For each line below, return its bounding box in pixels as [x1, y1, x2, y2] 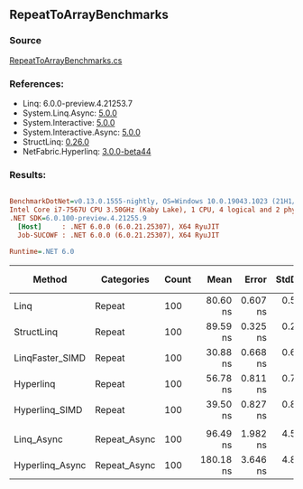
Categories [100, 273, 151, 286]
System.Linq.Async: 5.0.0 [22, 108, 117, 118]
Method [32, 273, 68, 286]
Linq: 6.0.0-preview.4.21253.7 [22, 98, 133, 108]
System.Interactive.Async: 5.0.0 [22, 127, 142, 137]
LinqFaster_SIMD [14, 352, 86, 364]
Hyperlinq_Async [14, 458, 87, 471]
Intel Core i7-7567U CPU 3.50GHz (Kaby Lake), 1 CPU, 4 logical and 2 [9, 205, 280, 215]
